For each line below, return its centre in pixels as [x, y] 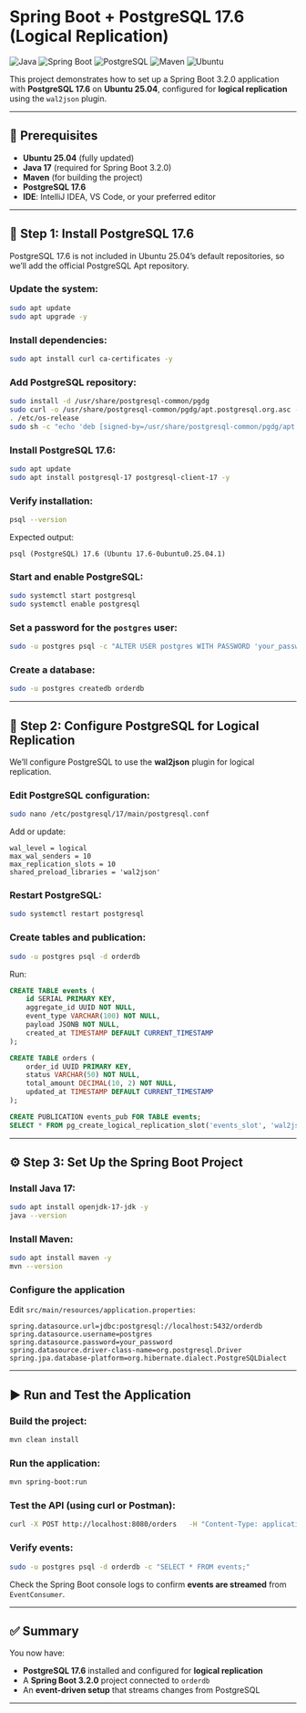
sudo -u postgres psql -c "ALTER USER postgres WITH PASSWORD [130, 647]
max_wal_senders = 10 [51, 856]
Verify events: [41, 1548]
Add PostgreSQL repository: [73, 382]
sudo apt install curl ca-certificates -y [91, 359]
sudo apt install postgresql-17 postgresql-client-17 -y [120, 477]
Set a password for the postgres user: [93, 627]
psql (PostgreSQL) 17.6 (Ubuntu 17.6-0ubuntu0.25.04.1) [117, 554]
